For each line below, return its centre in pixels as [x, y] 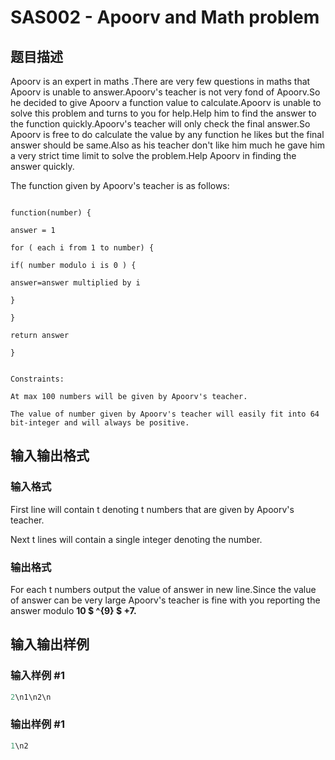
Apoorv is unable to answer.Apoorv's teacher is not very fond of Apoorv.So [165, 92]
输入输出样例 [50, 644]
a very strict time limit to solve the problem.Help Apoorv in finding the [153, 155]
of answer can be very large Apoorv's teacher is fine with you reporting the [165, 600]
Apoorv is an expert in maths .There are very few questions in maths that [160, 81]
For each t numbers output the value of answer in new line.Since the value [163, 589]
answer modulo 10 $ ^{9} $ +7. [73, 610]
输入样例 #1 [37, 676]
